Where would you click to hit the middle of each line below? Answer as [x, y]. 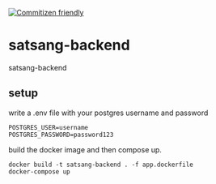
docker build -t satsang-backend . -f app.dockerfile [101, 165]
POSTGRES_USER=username [49, 127]
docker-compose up [39, 171]
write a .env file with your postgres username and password [108, 113]
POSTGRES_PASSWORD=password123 [61, 135]
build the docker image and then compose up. [85, 149]
